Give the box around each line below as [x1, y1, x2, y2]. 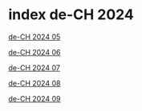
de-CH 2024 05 [8, 32, 61, 42]
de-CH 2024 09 [8, 93, 61, 103]
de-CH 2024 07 [8, 62, 60, 73]
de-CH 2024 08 [8, 78, 61, 88]
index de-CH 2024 [8, 6, 135, 24]
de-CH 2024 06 [8, 47, 61, 57]
